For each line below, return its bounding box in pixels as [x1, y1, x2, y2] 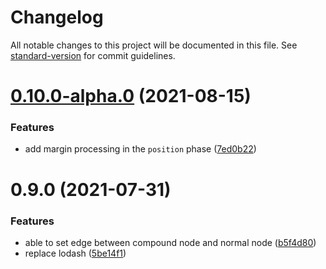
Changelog [10, 6, 104, 29]
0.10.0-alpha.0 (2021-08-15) [10, 85, 252, 108]
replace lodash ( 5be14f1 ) [24, 247, 127, 259]
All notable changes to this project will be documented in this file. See [10, 39, 298, 51]
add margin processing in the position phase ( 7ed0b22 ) [24, 143, 257, 155]
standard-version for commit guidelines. [10, 49, 176, 61]
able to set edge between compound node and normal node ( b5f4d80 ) [24, 236, 317, 248]
